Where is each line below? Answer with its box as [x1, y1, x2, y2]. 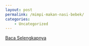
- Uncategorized [14, 21, 49, 26]
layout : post [5, 7, 33, 12]
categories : [5, 16, 30, 21]
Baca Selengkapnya [5, 35, 47, 41]
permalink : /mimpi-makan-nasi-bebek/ [5, 12, 84, 17]
